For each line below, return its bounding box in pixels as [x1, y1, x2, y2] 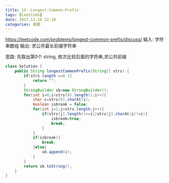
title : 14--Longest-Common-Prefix [5, 7, 79, 13]
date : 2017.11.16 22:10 [5, 17, 56, 22]
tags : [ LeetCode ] [5, 12, 43, 17]
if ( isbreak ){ [32, 135, 60, 141]
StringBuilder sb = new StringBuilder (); [24, 87, 109, 93]
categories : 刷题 [5, 21, 41, 27]
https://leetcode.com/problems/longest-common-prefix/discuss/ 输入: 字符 [5, 36, 164, 42]
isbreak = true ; [51, 116, 81, 121]
